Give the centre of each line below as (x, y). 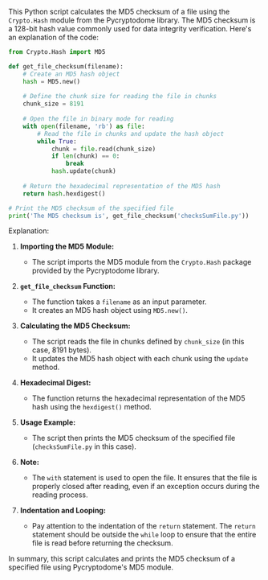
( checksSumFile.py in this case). (84, 446)
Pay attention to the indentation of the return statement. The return (144, 526)
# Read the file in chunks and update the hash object (131, 134)
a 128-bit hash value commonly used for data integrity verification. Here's (130, 29)
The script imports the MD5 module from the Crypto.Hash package (142, 262)
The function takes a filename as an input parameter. (119, 302)
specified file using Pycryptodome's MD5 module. (91, 567)
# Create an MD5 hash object (71, 74)
